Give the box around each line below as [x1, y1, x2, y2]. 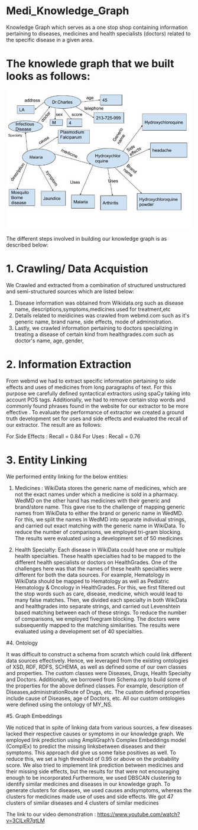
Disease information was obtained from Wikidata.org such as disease [14, 299, 184, 306]
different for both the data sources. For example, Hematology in [14, 571, 170, 578]
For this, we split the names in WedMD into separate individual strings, [14, 515, 186, 523]
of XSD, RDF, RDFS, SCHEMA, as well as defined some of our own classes [6, 663, 187, 670]
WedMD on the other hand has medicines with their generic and [14, 497, 171, 504]
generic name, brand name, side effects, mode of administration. [14, 318, 173, 325]
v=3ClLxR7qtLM [6, 817, 46, 824]
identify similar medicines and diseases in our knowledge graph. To [6, 780, 170, 787]
